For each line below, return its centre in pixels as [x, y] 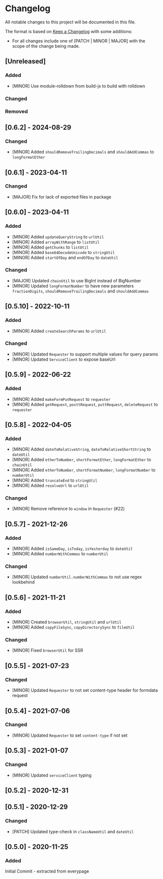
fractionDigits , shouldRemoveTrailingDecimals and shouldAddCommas [81, 291]
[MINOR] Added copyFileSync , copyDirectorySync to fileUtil [73, 627]
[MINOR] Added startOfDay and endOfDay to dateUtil [65, 257]
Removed [17, 112]
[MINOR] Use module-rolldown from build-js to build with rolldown [79, 86]
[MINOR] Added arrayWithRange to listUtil [56, 242]
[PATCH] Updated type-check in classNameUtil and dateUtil [73, 831]
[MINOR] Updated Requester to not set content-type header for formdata [85, 690]
